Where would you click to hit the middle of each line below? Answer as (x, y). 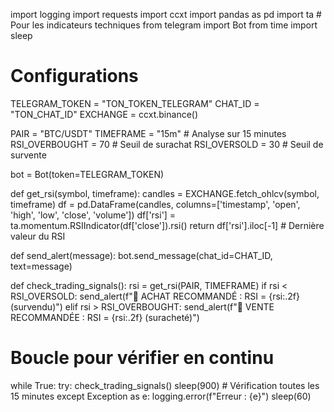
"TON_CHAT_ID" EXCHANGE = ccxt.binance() (104, 114)
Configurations (74, 76)
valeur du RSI (38, 236)
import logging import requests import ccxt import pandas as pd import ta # (166, 14)
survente (28, 155)
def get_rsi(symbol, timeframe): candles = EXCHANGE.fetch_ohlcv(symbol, (165, 193)
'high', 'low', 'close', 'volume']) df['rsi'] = (93, 215)
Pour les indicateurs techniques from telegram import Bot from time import (164, 25)
